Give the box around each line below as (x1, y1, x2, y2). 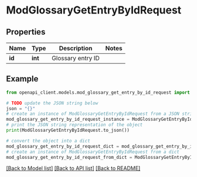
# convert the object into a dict (6, 138, 91, 144)
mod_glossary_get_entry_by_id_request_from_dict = (6, 154, 133, 160)
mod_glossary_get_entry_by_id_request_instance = (6, 117, 130, 122)
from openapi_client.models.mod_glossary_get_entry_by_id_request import (6, 89, 191, 96)
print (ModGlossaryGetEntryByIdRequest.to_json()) (6, 127, 130, 134)
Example (6, 74, 39, 84)
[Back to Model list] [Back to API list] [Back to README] (6, 165, 141, 172)
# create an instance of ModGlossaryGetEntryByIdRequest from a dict (6, 149, 180, 155)
